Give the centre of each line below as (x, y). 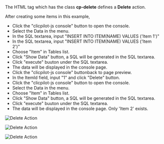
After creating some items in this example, (47, 16)
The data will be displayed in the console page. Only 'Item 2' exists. (80, 108)
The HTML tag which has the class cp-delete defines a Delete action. (75, 7)
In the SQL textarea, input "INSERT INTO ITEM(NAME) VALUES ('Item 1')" (86, 36)
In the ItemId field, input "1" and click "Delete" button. (66, 78)
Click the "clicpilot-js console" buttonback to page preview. (72, 72)
